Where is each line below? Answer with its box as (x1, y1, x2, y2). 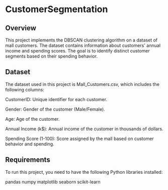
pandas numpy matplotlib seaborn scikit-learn (5, 178, 101, 185)
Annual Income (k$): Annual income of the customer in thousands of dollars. (5, 125, 163, 132)
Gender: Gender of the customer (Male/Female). (5, 106, 106, 112)
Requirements (5, 156, 50, 164)
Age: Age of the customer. (5, 116, 60, 122)
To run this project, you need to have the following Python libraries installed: (5, 169, 163, 175)
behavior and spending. (5, 140, 54, 147)
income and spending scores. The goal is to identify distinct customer (5, 48, 150, 54)
